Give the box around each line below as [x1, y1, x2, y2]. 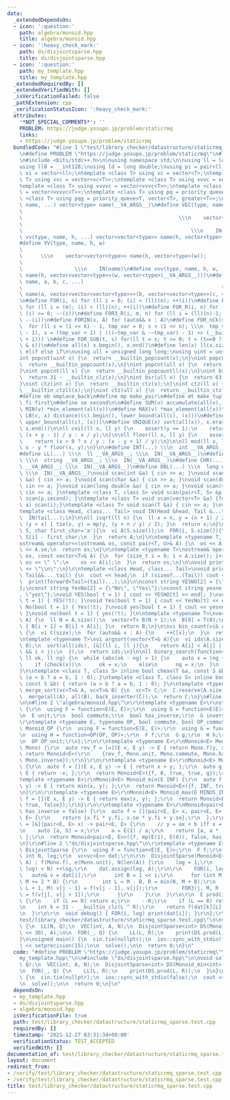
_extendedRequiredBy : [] [13, 80, 84, 87]
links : [19, 131, 38, 138]
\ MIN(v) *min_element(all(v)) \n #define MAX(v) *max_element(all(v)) [19, 406, 222, 413]
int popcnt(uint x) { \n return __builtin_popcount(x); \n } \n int [19, 355, 207, 362]
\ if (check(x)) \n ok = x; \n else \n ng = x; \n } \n [19, 661, 219, 668]
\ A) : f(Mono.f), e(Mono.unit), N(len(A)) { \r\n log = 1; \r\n [19, 859, 213, 866]
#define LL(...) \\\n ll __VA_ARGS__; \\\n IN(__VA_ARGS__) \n [19, 450, 207, 457]
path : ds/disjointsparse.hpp [19, 49, 103, 56]
